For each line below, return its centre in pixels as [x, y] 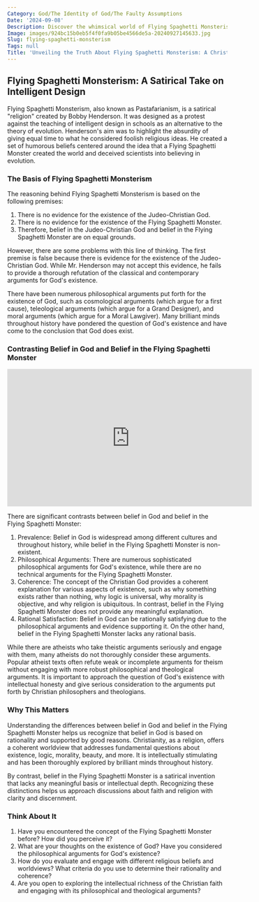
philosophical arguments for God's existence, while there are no [109, 567]
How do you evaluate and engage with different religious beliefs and [116, 861]
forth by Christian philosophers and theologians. [77, 692]
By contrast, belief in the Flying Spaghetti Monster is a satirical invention [111, 776]
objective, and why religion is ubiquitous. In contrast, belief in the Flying [120, 604]
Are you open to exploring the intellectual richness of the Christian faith [120, 883]
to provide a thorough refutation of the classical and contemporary [103, 272]
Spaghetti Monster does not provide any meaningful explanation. [111, 612]
